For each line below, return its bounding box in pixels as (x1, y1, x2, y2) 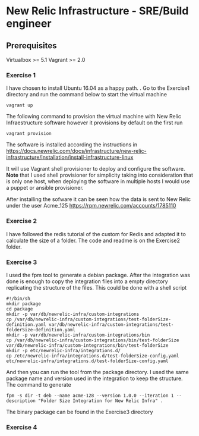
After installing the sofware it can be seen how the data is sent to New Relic (6, 196, 191, 203)
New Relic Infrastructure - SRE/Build (6, 4, 189, 18)
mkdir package (6, 300, 42, 307)
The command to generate (6, 381, 71, 388)
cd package (6, 306, 33, 312)
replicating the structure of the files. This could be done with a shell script (6, 284, 187, 291)
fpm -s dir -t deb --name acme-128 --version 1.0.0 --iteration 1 (6, 393, 174, 399)
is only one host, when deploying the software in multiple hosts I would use (6, 178, 190, 185)
